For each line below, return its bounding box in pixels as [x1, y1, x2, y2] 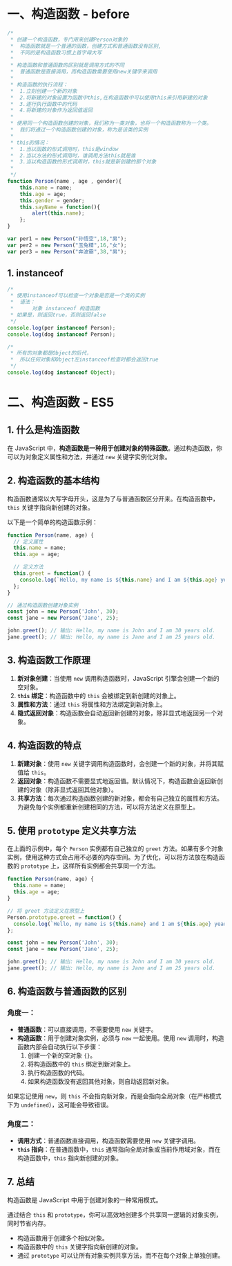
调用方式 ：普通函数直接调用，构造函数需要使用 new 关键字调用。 [17, 1136, 200, 1145]
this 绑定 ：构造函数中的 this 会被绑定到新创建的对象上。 [17, 691, 181, 699]
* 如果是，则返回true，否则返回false [10, 312, 106, 319]
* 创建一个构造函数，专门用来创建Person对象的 [10, 36, 128, 43]
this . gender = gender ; [19, 197, 85, 204]
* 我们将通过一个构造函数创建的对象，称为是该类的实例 [10, 126, 148, 134]
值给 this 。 [17, 768, 50, 776]
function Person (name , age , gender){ [7, 178, 122, 185]
